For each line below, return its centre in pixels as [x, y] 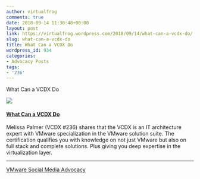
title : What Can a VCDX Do [40, 45]
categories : [21, 56]
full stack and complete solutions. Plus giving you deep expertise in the [93, 146]
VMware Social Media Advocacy [46, 169]
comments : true [25, 17]
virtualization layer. [29, 153]
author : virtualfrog [32, 12]
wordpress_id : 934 [29, 51]
